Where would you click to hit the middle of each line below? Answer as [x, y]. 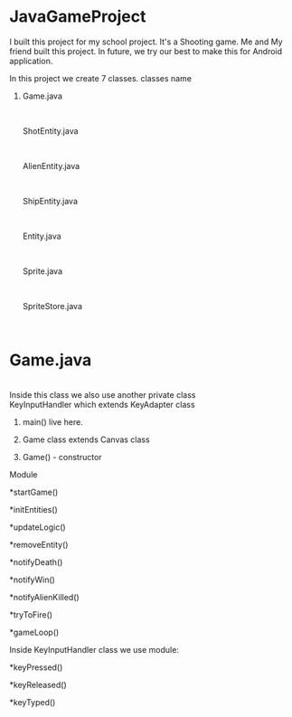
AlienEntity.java [51, 165]
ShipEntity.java [50, 201]
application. [31, 61]
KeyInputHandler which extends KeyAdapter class [103, 404]
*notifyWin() [33, 580]
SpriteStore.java [52, 306]
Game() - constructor [62, 457]
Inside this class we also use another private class [103, 394]
